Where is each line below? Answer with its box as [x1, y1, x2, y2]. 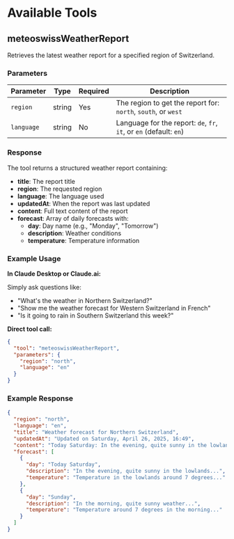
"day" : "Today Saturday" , [25, 461, 101, 468]
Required [78, 86, 109, 96]
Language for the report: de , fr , [116, 118, 218, 128]
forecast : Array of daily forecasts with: [17, 214, 129, 222]
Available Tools [7, 5, 97, 21]
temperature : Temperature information [27, 236, 140, 244]
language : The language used [17, 192, 104, 200]
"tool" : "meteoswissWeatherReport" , [13, 345, 120, 352]
